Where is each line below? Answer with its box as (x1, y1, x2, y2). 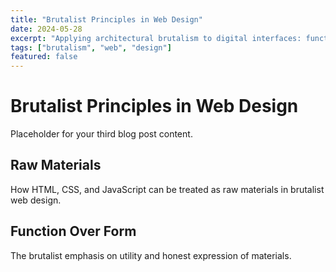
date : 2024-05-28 (10, 24, 83, 34)
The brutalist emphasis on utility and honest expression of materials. (10, 249, 292, 261)
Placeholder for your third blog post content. (10, 128, 193, 140)
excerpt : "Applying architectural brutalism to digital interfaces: (10, 33, 302, 43)
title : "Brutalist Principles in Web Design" (10, 14, 203, 25)
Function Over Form (10, 223, 137, 240)
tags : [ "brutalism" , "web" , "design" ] (10, 42, 172, 53)
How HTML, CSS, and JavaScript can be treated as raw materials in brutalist (10, 183, 325, 195)
